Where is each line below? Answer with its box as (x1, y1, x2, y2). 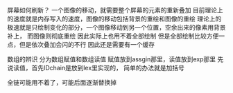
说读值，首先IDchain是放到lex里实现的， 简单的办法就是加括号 (7, 64, 185, 72)
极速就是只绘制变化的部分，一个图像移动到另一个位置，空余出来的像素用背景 (7, 23, 226, 31)
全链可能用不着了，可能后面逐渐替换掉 (7, 79, 116, 86)
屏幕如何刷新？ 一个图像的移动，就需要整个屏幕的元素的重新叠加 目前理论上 (7, 6, 223, 14)
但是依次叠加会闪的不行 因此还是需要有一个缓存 (19, 41, 155, 48)
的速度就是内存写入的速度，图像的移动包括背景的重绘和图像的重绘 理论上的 (7, 14, 222, 23)
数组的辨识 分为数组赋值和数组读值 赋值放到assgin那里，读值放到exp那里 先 (7, 55, 224, 63)
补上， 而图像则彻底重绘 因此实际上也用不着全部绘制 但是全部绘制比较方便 (7, 32, 219, 40)
